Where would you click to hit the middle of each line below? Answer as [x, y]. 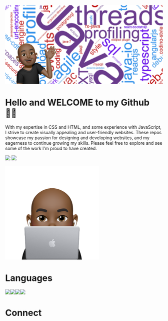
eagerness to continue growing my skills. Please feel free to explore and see [84, 143]
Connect [23, 313]
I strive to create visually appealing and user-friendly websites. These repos [83, 132]
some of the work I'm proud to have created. [51, 148]
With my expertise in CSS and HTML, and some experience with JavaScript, [83, 127]
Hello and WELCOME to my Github [77, 103]
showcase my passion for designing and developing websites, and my [77, 138]
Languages [29, 278]
